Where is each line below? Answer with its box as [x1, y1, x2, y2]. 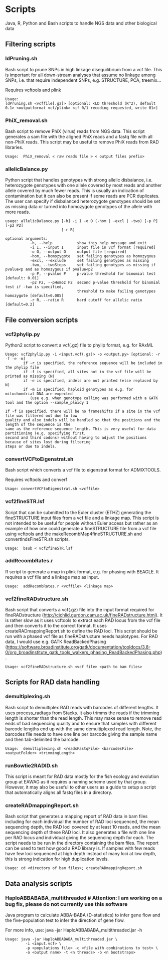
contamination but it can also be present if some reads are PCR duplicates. [5, 193, 159, 199]
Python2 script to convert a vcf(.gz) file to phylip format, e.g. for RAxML [5, 342, 154, 348]
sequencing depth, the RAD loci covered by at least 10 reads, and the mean [5, 824, 161, 830]
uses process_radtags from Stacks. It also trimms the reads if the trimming [5, 710, 159, 716]
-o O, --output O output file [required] [30, 249, 127, 254]
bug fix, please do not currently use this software [5, 900, 128, 907]
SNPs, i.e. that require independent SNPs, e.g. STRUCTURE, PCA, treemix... [5, 77, 161, 83]
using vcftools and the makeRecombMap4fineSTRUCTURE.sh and [5, 531, 142, 537]
